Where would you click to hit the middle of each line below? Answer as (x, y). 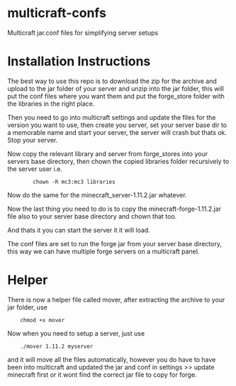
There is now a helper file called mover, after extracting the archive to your (116, 299)
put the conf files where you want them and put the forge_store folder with (116, 96)
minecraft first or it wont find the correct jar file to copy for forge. (102, 375)
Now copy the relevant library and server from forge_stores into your (107, 153)
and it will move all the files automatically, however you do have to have (112, 359)
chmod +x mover (43, 320)
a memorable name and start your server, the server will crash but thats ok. (117, 132)
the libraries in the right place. (51, 104)
